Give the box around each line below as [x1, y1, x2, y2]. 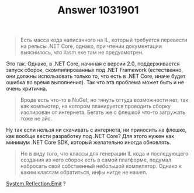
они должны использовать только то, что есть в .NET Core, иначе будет [6, 73, 186, 80]
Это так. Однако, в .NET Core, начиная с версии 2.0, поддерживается [6, 60, 180, 67]
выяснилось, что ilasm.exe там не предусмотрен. [20, 49, 144, 56]
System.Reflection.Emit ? [6, 180, 66, 187]
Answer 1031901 [57, 4, 139, 17]
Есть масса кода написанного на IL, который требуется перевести [20, 36, 188, 44]
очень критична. [6, 85, 48, 92]
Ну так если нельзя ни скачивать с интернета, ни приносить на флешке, [6, 126, 187, 133]
